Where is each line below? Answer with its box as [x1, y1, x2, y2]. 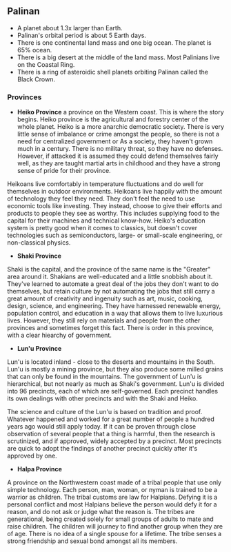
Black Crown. [17, 75, 55, 83]
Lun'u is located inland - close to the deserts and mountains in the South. [7, 358, 215, 366]
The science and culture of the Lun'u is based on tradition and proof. [7, 408, 203, 416]
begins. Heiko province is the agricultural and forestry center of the [17, 115, 209, 123]
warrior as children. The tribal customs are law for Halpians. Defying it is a [7, 493, 218, 502]
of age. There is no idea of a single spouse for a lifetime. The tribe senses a [7, 530, 222, 538]
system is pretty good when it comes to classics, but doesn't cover [7, 224, 198, 232]
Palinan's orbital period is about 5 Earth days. [17, 31, 147, 39]
